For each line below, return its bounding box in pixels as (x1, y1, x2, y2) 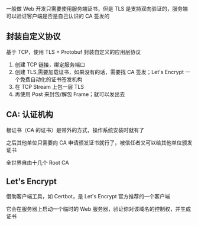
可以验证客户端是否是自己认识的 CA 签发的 (6, 12, 110, 20)
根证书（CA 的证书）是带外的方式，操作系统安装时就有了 (6, 126, 145, 133)
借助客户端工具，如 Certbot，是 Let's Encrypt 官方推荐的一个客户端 (6, 193, 170, 200)
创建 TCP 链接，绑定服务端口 (14, 61, 86, 68)
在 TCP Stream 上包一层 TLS (14, 83, 85, 90)
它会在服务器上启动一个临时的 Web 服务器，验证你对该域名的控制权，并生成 (6, 205, 191, 213)
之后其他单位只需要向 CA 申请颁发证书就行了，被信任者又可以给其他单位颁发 (6, 139, 193, 146)
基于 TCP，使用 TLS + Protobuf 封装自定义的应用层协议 (6, 48, 141, 55)
